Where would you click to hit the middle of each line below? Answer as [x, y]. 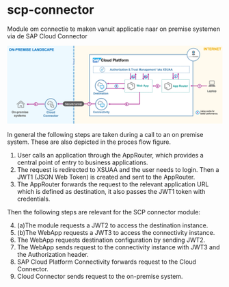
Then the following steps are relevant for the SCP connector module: [104, 212]
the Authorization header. [53, 254]
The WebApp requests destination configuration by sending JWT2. [111, 240]
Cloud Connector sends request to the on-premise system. [100, 276]
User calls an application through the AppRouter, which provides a [110, 155]
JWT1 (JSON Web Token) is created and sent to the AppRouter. [106, 177]
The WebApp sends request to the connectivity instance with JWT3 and [118, 247]
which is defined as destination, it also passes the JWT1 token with [111, 191]
